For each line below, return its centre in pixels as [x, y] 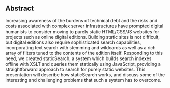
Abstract [20, 8]
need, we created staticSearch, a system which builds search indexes [78, 58]
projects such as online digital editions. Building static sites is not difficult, [83, 37]
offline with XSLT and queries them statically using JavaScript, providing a [83, 64]
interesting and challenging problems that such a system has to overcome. [83, 80]
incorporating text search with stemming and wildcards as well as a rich [81, 47]
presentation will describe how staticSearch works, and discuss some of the [85, 75]
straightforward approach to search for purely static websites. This [75, 69]
